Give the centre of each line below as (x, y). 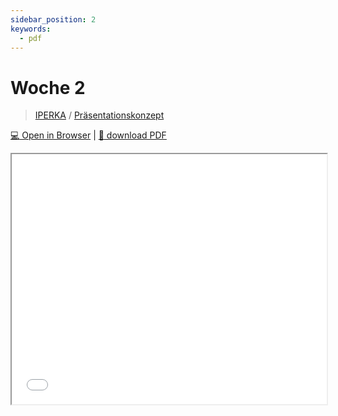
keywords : (31, 29)
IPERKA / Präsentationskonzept (99, 115)
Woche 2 (48, 87)
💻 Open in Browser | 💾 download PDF (88, 135)
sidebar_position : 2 (53, 19)
